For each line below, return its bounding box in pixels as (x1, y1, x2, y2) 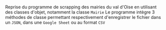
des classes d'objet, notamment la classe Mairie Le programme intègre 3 (5, 9, 155, 15)
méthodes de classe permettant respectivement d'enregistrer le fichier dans (5, 15, 162, 20)
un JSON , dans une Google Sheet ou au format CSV (5, 19, 105, 25)
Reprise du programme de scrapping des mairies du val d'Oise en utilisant (5, 4, 157, 10)
